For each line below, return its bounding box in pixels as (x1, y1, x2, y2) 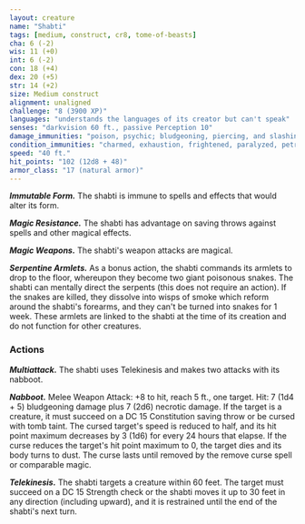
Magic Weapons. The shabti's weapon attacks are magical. (9, 245, 233, 256)
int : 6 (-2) (9, 55, 54, 65)
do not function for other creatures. (9, 320, 143, 332)
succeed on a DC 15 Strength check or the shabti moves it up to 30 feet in (9, 486, 286, 497)
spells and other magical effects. (9, 227, 132, 238)
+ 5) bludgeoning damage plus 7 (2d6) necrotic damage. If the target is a (9, 401, 282, 412)
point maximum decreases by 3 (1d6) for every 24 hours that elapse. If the (9, 429, 288, 441)
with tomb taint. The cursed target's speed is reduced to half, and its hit (9, 420, 277, 431)
